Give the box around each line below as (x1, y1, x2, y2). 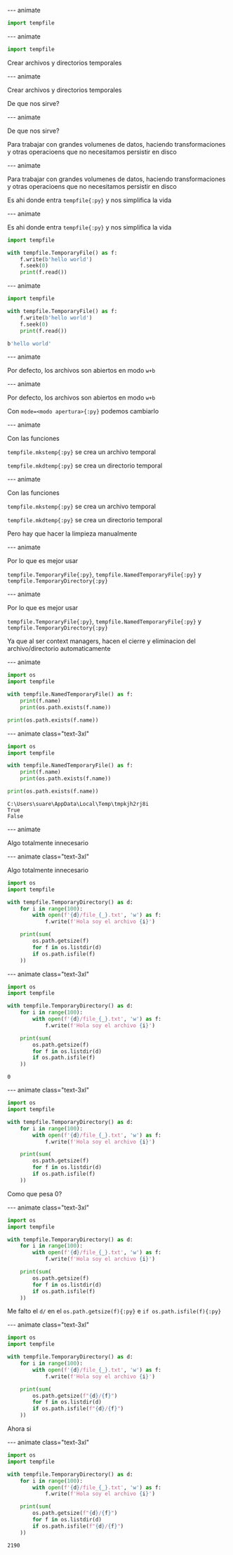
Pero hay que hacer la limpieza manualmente (7, 529, 138, 538)
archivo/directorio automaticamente (7, 644, 111, 653)
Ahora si (7, 1424, 32, 1433)
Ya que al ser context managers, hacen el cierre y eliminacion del (7, 637, 197, 645)
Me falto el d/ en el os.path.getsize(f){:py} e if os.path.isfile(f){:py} (7, 1307, 222, 1316)
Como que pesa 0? (7, 1189, 62, 1198)
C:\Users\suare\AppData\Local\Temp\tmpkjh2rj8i (7, 800, 149, 807)
